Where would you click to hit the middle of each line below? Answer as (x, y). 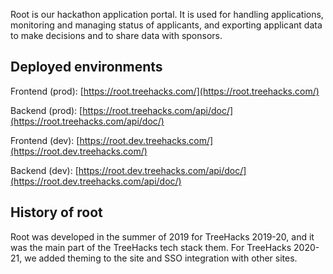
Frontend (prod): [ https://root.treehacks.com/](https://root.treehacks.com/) (165, 91)
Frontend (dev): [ (45, 140)
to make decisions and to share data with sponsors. (116, 35)
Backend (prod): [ (46, 110)
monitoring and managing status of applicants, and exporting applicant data (166, 25)
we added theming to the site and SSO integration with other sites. (161, 258)
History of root (56, 212)
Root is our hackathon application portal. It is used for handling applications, (167, 14)
